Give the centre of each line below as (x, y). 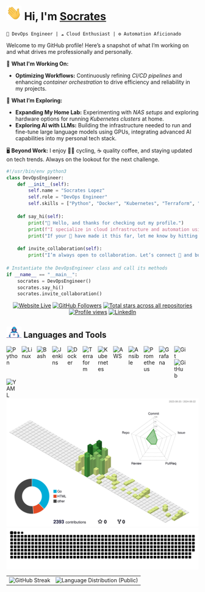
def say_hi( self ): (41, 216)
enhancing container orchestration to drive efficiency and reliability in (103, 82)
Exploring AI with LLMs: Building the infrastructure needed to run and (103, 125)
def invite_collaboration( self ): (60, 249)
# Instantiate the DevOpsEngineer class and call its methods (87, 268)
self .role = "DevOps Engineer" (68, 197)
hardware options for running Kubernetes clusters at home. (89, 119)
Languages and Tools (65, 335)
